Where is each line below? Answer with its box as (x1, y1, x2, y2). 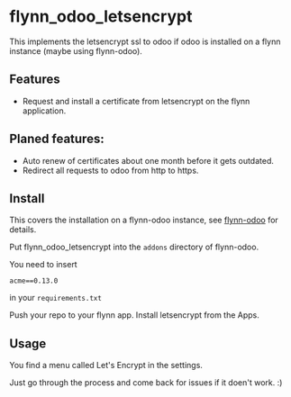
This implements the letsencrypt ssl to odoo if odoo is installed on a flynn (9, 36, 281, 47)
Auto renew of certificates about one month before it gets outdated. (22, 155, 275, 166)
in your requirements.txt (9, 293, 102, 303)
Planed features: (9, 131, 105, 147)
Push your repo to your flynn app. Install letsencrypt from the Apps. (9, 310, 259, 320)
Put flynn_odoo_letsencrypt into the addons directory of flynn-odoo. (9, 241, 259, 253)
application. (22, 105, 67, 116)
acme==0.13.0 (9, 276, 59, 285)
